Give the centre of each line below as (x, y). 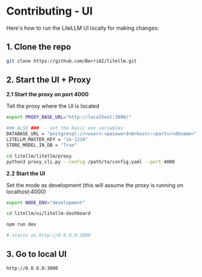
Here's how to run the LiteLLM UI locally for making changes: (83, 28)
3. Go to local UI (36, 254)
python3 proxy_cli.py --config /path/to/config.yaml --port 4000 (90, 162)
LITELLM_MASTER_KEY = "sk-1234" (47, 140)
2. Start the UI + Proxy (49, 80)
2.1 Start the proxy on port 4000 (48, 95)
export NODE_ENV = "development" (46, 202)
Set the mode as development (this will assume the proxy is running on (95, 185)
